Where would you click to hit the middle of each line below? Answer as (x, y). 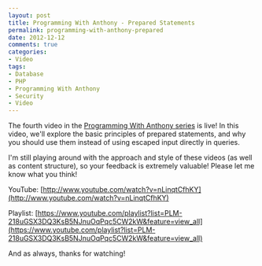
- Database (26, 74)
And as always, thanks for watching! (67, 253)
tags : (17, 67)
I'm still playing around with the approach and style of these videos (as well (131, 157)
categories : (28, 52)
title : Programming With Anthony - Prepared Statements (101, 23)
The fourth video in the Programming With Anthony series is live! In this (124, 126)
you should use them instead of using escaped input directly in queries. (124, 142)
